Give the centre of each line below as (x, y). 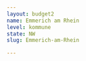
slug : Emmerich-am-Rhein (43, 40)
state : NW (21, 34)
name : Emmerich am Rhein (43, 21)
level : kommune (29, 27)
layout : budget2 (30, 14)
